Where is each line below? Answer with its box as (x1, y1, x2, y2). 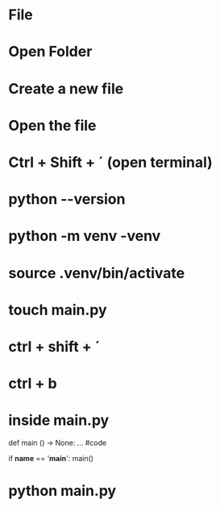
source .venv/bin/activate (8, 264, 185, 282)
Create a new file (8, 79, 124, 98)
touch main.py (8, 301, 107, 319)
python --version (8, 190, 126, 209)
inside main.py (8, 411, 110, 430)
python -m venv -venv (8, 227, 161, 245)
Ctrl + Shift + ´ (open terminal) (8, 153, 214, 171)
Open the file (8, 116, 97, 135)
